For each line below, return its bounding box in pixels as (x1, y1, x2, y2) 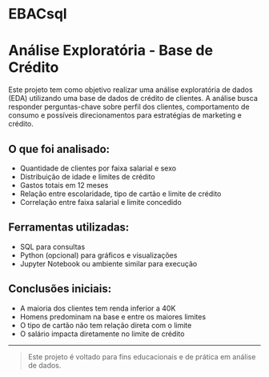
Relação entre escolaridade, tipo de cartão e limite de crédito (19, 189, 222, 199)
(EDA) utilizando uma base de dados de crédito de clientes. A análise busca (8, 94, 259, 103)
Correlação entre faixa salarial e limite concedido (19, 197, 182, 207)
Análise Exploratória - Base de (8, 42, 214, 60)
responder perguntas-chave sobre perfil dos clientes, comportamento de (8, 102, 250, 112)
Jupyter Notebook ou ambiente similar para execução (19, 259, 198, 268)
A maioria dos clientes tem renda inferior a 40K (19, 303, 176, 313)
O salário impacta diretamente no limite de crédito (19, 329, 185, 339)
